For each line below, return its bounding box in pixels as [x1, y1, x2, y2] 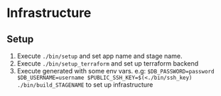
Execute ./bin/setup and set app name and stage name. [16, 52, 183, 60]
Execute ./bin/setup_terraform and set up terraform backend [16, 59, 199, 68]
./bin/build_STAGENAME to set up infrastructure [16, 80, 153, 89]
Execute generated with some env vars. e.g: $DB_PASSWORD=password [16, 67, 215, 75]
